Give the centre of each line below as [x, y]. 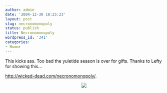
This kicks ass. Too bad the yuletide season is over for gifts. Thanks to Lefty [83, 61]
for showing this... [24, 66]
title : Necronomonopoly [30, 33]
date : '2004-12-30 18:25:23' [35, 14]
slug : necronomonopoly [29, 24]
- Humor [13, 47]
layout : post [19, 19]
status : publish [22, 28]
